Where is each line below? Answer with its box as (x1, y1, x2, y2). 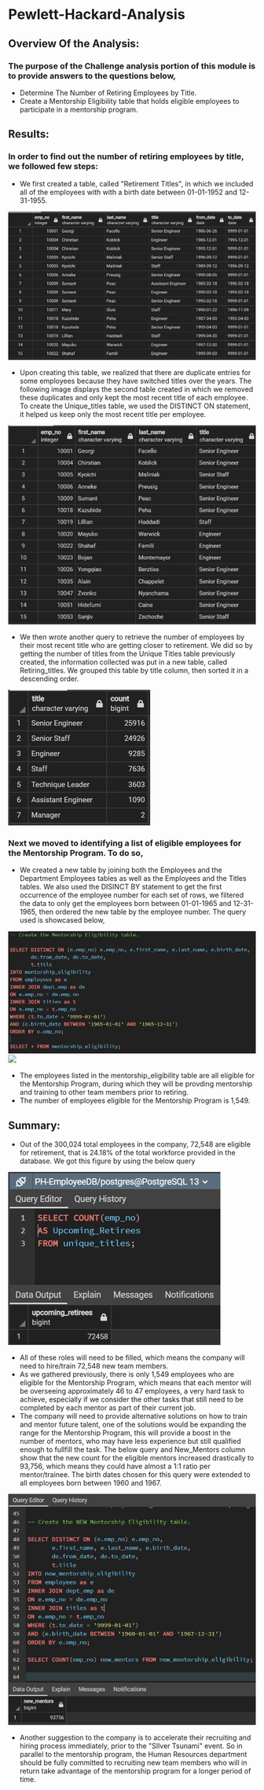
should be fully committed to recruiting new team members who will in (19, 1758, 247, 1767)
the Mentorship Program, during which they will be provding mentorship (19, 1079, 253, 1088)
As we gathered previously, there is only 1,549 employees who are (19, 1370, 234, 1379)
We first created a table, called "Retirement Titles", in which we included (19, 179, 254, 188)
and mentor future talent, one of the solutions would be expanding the (19, 1420, 247, 1429)
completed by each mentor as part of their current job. (19, 1403, 196, 1412)
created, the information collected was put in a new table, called (19, 657, 228, 666)
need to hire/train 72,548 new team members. (19, 1361, 169, 1370)
